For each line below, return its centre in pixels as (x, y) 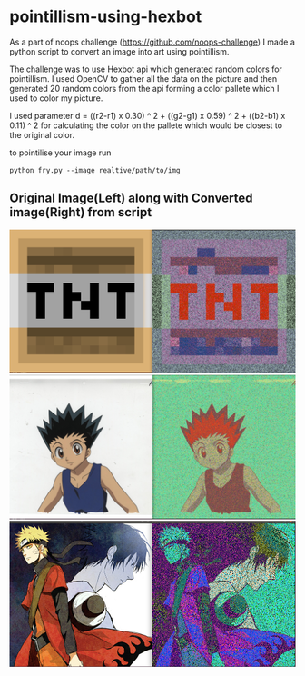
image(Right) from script (81, 212)
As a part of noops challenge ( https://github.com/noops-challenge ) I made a (152, 42)
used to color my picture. (56, 98)
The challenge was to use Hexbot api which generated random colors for (146, 69)
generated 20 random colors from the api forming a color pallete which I (144, 88)
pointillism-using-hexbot (106, 17)
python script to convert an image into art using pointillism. (119, 51)
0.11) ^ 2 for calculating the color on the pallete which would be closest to (146, 125)
